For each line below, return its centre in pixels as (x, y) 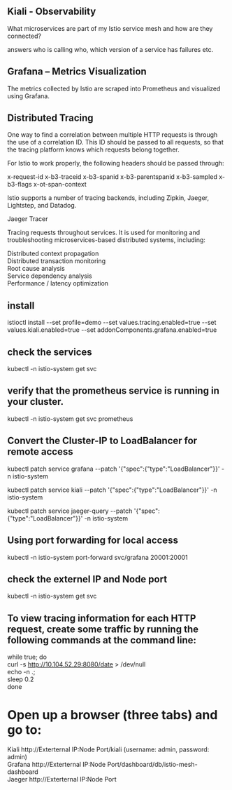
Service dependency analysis (50, 276)
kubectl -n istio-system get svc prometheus (70, 419)
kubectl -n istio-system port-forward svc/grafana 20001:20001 (98, 557)
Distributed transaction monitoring (57, 261)
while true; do (27, 657)
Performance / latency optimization (58, 283)
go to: (24, 730)
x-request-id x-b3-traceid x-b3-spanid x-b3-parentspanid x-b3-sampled (113, 177)
